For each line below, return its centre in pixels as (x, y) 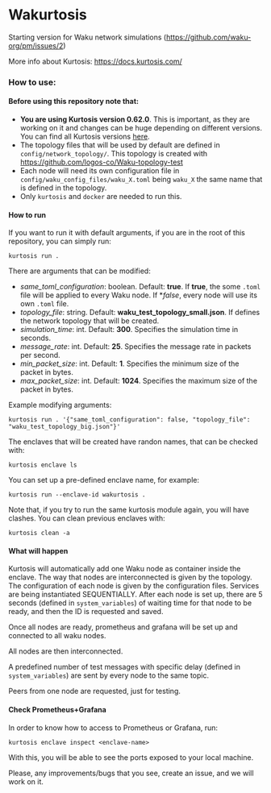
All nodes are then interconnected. (66, 651)
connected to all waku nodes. (57, 636)
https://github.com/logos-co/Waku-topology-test (102, 162)
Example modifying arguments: (60, 405)
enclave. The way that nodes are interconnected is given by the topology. (130, 577)
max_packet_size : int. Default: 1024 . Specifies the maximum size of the (139, 381)
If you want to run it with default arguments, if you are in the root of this (127, 233)
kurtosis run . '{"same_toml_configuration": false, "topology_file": (129, 420)
